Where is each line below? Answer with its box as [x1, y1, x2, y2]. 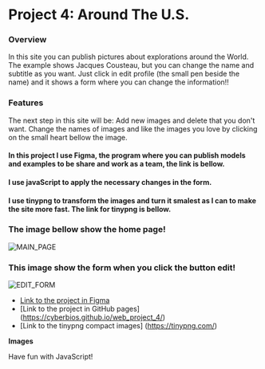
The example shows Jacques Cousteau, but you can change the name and [8, 61, 255, 70]
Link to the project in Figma [19, 296, 110, 305]
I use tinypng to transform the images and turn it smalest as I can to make [8, 195, 257, 205]
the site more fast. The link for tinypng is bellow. [8, 204, 172, 214]
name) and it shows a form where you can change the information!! [8, 77, 229, 87]
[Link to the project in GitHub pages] [19, 304, 140, 314]
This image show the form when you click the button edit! [8, 261, 236, 273]
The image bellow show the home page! [8, 224, 166, 235]
